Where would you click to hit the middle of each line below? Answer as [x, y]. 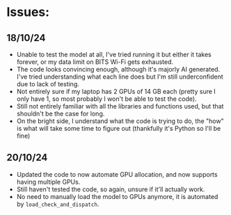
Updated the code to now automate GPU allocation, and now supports [117, 174]
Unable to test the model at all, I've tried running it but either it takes [114, 54]
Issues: [28, 12]
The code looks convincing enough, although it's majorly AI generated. [118, 69]
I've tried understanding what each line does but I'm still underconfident [120, 77]
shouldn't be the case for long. [61, 113]
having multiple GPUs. [48, 182]
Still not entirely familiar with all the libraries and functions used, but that [120, 106]
